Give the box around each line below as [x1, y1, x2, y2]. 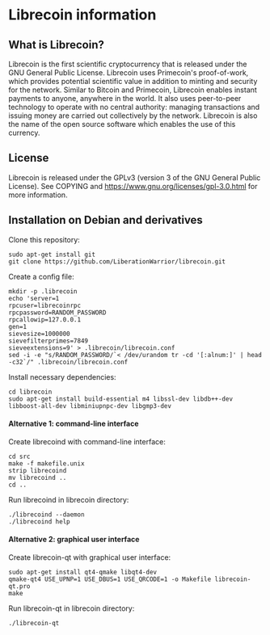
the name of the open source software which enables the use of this [8, 120, 236, 128]
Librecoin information [8, 6, 157, 24]
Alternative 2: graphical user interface [8, 535, 140, 545]
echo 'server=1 [8, 294, 60, 302]
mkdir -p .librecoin [8, 287, 78, 296]
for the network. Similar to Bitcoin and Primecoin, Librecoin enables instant [8, 85, 257, 95]
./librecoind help [8, 517, 70, 526]
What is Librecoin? [8, 38, 105, 52]
